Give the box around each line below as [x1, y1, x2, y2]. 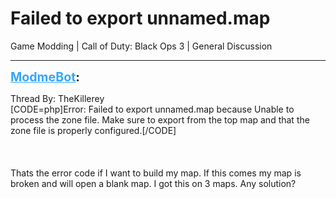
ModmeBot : [10, 68, 80, 85]
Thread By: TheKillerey [10, 92, 105, 104]
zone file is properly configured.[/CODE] [10, 124, 177, 136]
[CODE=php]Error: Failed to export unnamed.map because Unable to [10, 103, 295, 115]
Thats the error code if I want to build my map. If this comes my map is [10, 167, 302, 179]
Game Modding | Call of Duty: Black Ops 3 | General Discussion [10, 40, 273, 52]
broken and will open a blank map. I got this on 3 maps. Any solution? [10, 177, 297, 189]
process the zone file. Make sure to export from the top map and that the [10, 113, 310, 126]
